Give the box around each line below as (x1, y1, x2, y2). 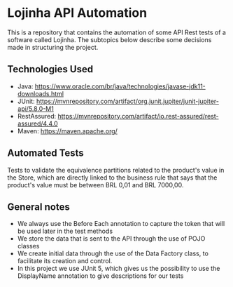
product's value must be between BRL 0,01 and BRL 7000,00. (7, 180, 184, 189)
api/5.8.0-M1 (17, 104, 54, 113)
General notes (7, 201, 70, 213)
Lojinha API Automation (7, 5, 148, 21)
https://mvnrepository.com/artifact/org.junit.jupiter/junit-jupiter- (36, 97, 219, 105)
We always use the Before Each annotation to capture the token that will (17, 220, 225, 228)
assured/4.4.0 (17, 119, 58, 128)
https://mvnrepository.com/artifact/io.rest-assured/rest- (57, 112, 219, 120)
